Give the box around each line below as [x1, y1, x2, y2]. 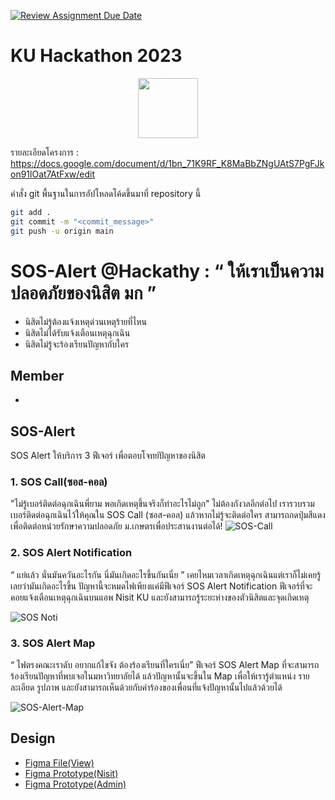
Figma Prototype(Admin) [24, 778, 127, 790]
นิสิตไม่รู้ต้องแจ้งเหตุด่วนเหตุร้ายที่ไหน [24, 315, 147, 327]
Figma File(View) [24, 756, 95, 769]
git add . [10, 207, 52, 217]
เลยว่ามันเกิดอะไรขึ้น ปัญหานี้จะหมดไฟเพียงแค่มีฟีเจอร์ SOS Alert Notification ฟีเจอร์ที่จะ [10, 580, 313, 592]
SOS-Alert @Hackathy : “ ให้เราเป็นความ [10, 260, 325, 282]
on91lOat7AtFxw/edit [10, 168, 96, 180]
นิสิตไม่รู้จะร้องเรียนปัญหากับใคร [24, 338, 130, 350]
